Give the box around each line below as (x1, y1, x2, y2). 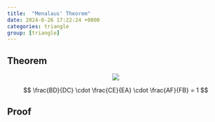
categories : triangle (7, 23, 70, 30)
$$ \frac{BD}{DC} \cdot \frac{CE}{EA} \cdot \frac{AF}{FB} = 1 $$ (23, 86, 209, 94)
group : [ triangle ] (7, 29, 60, 37)
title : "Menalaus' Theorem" (7, 10, 91, 17)
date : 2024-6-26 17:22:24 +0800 (7, 17, 100, 23)
